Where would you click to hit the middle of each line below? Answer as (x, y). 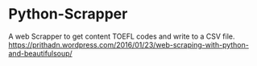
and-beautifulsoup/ (40, 53)
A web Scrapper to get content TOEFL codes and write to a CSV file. (122, 36)
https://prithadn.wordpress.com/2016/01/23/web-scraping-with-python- (129, 44)
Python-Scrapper (68, 14)
